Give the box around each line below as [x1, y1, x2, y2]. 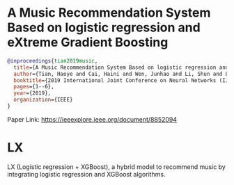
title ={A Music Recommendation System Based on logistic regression [13, 64, 217, 71]
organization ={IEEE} [13, 96, 73, 104]
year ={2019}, [13, 90, 52, 97]
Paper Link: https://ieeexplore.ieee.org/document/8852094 [7, 115, 178, 123]
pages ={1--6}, [13, 83, 54, 90]
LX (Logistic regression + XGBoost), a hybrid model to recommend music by [7, 162, 226, 171]
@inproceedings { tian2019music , [7, 57, 98, 64]
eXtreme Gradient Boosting [7, 35, 169, 50]
